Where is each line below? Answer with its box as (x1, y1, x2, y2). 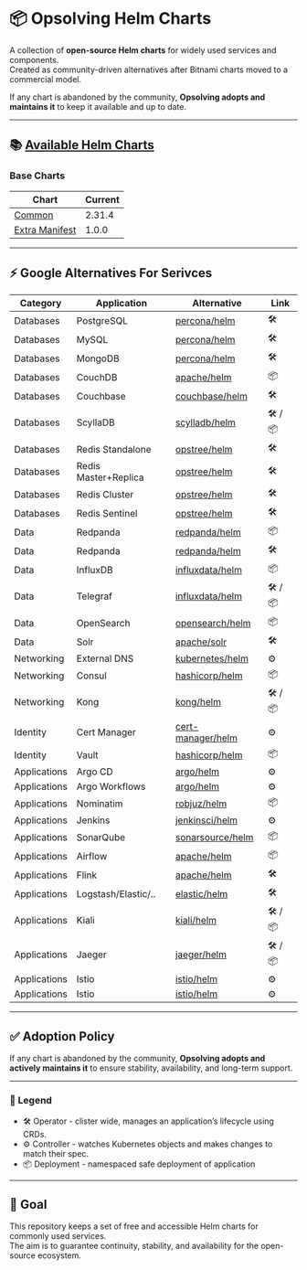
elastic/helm (175, 887, 228, 900)
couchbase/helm (175, 390, 249, 402)
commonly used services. (9, 1231, 107, 1242)
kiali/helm (175, 914, 217, 927)
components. (9, 54, 59, 65)
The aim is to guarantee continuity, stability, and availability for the (9, 1241, 259, 1252)
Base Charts (9, 169, 66, 182)
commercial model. (9, 73, 82, 84)
